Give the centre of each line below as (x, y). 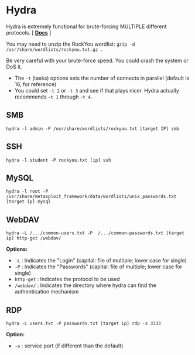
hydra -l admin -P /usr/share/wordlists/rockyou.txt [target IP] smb (93, 129)
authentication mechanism (47, 292)
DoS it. (14, 66)
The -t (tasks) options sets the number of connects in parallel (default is (102, 78)
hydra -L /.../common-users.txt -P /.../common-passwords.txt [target (95, 233)
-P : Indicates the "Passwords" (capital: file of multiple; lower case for (98, 267)
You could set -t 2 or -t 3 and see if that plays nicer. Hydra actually (97, 90)
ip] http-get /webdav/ (34, 238)
